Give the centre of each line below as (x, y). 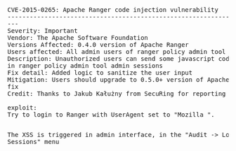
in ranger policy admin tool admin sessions (85, 66)
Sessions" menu (33, 142)
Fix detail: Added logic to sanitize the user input (100, 73)
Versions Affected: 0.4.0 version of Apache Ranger (98, 45)
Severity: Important (43, 31)
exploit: (22, 108)
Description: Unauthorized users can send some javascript (111, 59)
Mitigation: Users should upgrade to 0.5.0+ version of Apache (118, 80)
